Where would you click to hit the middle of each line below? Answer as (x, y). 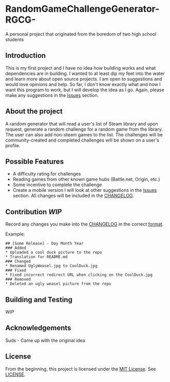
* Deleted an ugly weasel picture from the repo (58, 284)
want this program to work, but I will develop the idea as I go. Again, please (85, 90)
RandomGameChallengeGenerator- (82, 9)
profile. (13, 145)
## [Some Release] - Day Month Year (44, 244)
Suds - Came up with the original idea (45, 340)
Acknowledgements (38, 328)
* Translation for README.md (36, 257)
